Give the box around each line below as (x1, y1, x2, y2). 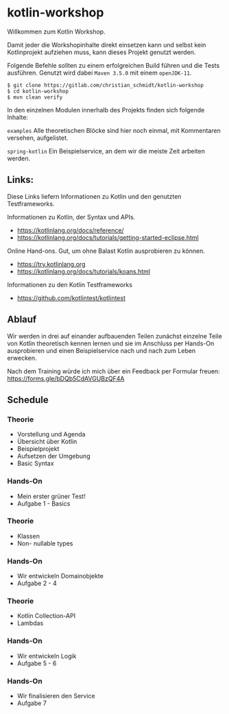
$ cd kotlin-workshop (7, 88, 69, 95)
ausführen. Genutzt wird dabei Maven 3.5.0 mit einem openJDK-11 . (7, 69, 192, 77)
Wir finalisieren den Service (16, 692, 96, 700)
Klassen (16, 532, 40, 540)
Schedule (7, 394, 49, 406)
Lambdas (16, 619, 44, 628)
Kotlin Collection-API (16, 612, 76, 620)
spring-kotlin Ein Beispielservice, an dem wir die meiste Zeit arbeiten (7, 147, 206, 155)
